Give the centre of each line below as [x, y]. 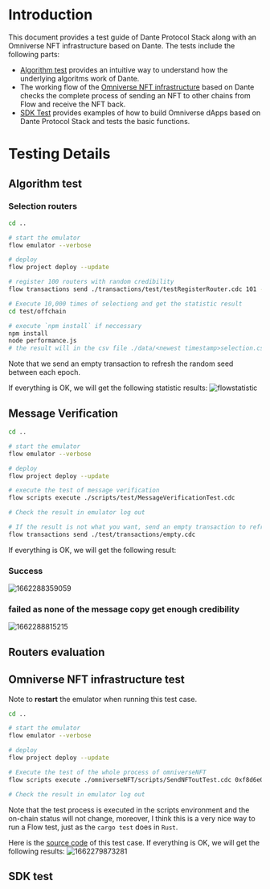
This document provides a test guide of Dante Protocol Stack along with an [133, 37]
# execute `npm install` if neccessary [75, 326]
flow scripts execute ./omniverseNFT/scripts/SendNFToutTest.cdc [120, 779]
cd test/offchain [37, 311]
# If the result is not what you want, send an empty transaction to [127, 527]
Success [26, 571]
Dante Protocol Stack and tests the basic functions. [105, 121]
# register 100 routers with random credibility [91, 282]
